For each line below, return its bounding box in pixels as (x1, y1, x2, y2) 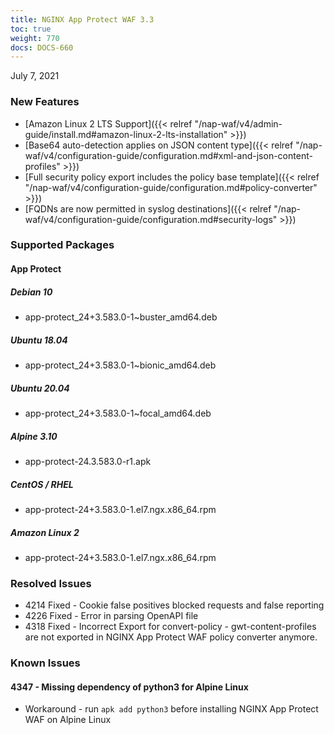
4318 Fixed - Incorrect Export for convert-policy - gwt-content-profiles (24, 621, 317, 633)
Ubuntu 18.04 (10, 334, 68, 346)
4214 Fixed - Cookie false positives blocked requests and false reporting (24, 599, 325, 611)
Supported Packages (10, 238, 115, 252)
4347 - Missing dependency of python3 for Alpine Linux (10, 681, 249, 693)
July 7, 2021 (10, 70, 60, 82)
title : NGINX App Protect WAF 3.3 (10, 14, 155, 25)
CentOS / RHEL (10, 478, 74, 490)
